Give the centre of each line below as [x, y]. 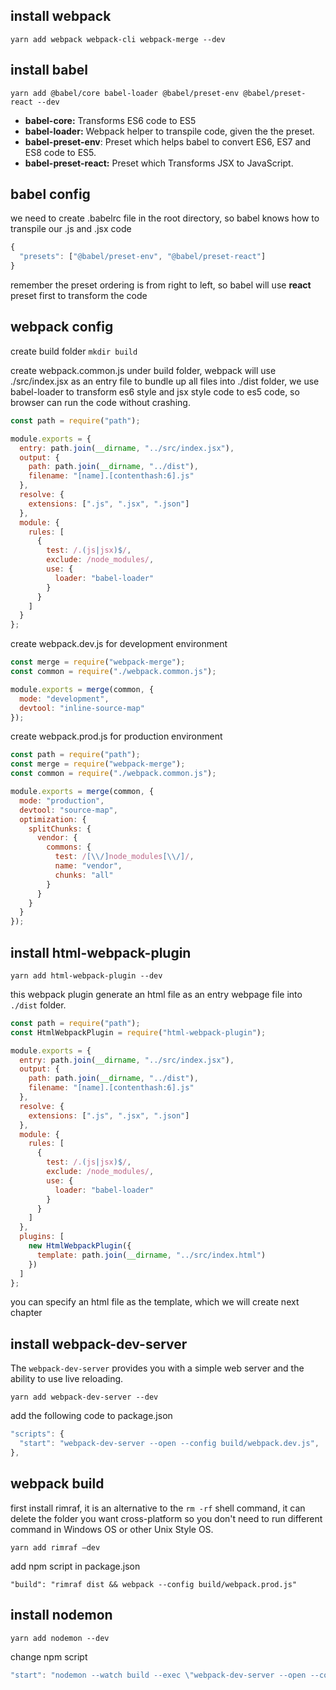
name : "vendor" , [88, 866]
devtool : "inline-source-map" [82, 708]
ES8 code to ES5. [60, 152]
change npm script [49, 1656]
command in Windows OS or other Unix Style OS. [112, 1529]
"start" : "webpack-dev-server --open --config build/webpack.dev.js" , [169, 1444]
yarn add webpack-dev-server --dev [84, 1397]
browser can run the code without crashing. [100, 402]
